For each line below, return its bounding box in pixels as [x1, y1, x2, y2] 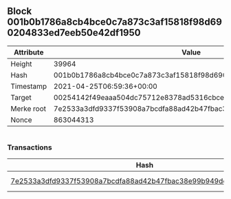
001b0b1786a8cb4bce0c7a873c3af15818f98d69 [7, 17, 222, 28]
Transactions [7, 143, 53, 152]
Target [10, 92, 32, 102]
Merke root [10, 103, 47, 113]
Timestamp [10, 81, 47, 91]
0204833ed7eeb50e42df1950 [7, 27, 141, 39]
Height [10, 59, 32, 68]
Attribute [13, 48, 44, 57]
